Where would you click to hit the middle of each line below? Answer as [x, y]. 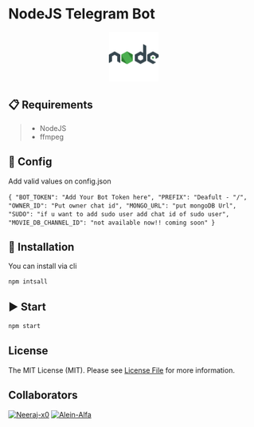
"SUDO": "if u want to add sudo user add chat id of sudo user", [119, 214]
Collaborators [43, 395]
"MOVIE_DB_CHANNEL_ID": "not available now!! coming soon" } [112, 223]
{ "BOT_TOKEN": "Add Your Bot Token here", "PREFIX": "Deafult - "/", [128, 197]
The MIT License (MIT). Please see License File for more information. [121, 370]
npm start [25, 326]
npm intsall [28, 282]
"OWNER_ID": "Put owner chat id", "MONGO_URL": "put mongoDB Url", [123, 206]
